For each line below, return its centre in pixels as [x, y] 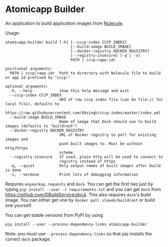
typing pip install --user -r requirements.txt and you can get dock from [83, 189]
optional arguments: [27, 86]
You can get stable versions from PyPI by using [54, 215]
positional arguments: [29, 69]
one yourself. [19, 205]
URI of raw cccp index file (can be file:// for [111, 99]
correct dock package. [28, 239]
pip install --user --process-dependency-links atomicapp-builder [76, 224]
